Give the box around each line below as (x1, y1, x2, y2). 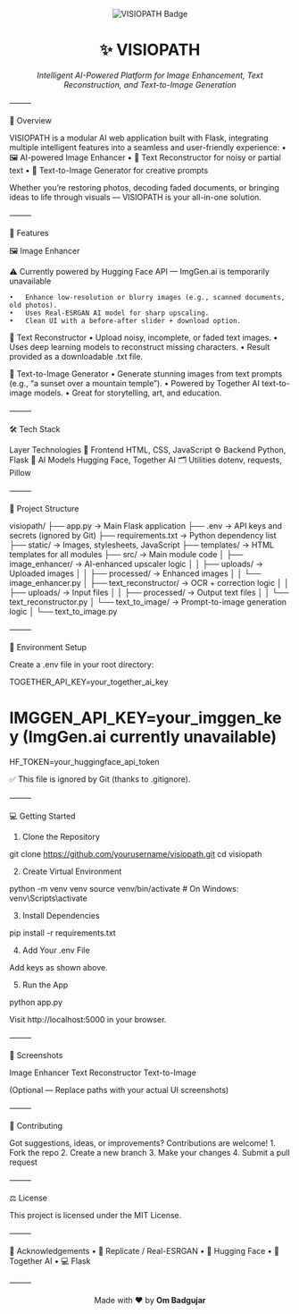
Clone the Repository (21, 831, 101, 842)
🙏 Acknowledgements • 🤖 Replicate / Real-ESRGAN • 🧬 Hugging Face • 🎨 (9, 1245, 279, 1256)
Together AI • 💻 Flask (9, 1255, 91, 1266)
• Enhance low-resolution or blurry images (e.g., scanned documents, (9, 292, 286, 301)
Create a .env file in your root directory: (9, 658, 154, 670)
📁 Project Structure (9, 503, 79, 513)
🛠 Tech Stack (9, 423, 61, 434)
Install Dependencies (21, 910, 100, 920)
